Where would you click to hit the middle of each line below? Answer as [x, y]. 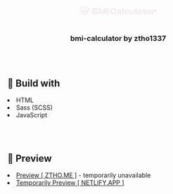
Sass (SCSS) [34, 108]
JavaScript [32, 115]
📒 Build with [34, 83]
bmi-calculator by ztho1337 [118, 38]
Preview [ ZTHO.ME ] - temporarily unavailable [84, 175]
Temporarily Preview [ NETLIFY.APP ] [70, 182]
